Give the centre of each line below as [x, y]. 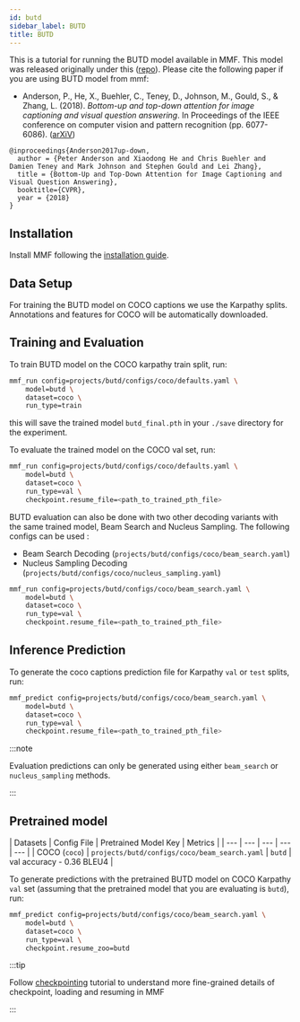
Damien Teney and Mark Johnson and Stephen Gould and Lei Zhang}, [136, 167]
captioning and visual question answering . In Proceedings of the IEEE [151, 115]
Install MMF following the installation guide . [89, 255]
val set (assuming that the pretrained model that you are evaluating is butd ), [149, 889]
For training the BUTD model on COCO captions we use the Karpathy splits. [149, 305]
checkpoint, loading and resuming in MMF [87, 992]
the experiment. [39, 433]
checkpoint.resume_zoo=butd [77, 948]
